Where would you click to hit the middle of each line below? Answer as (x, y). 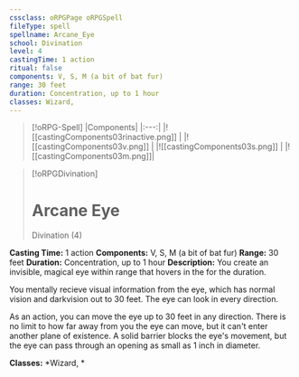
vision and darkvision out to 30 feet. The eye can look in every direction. (144, 299)
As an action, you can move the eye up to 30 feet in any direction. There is (148, 316)
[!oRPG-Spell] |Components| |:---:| (96, 127)
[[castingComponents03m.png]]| (93, 156)
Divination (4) (57, 235)
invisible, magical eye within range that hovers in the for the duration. (138, 272)
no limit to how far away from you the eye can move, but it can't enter (139, 326)
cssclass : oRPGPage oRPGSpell (66, 18)
